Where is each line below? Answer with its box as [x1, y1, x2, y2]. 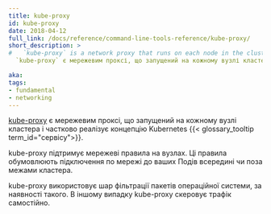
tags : [8, 78, 27, 87]
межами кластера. [8, 166, 73, 175]
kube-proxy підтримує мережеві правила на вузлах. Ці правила [8, 148, 227, 158]
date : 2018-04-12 [8, 27, 67, 35]
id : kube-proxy [8, 19, 60, 27]
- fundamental [8, 86, 56, 94]
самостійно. [8, 198, 51, 208]
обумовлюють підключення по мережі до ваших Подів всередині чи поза [8, 157, 263, 167]
